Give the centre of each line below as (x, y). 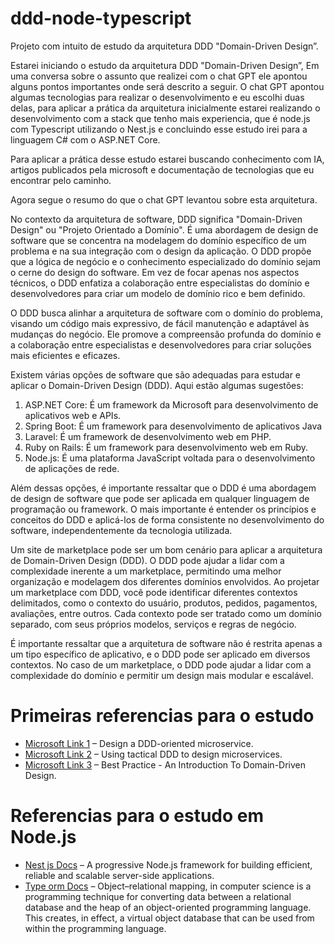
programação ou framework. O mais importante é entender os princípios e (163, 509)
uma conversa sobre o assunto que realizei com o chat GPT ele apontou (159, 76)
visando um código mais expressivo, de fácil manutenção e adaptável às (160, 323)
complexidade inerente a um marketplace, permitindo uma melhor (146, 571)
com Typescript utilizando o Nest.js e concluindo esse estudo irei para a (159, 129)
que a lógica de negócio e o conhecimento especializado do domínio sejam (166, 261)
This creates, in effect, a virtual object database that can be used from (169, 918)
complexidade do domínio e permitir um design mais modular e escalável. (162, 675)
